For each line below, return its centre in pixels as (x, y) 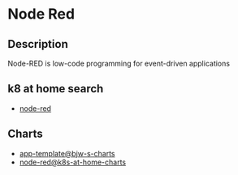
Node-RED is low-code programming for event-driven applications (119, 63)
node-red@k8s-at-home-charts (73, 162)
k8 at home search (56, 89)
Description (38, 44)
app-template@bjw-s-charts (67, 153)
